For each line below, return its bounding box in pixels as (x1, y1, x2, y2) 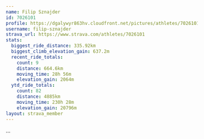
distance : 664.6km (16, 65, 63, 72)
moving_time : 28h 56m (16, 71, 71, 77)
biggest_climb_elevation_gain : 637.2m (11, 49, 110, 55)
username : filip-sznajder (5, 25, 71, 32)
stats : (5, 37, 23, 43)
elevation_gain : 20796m (16, 104, 77, 111)
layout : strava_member (5, 110, 63, 117)
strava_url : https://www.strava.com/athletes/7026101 (5, 32, 146, 38)
